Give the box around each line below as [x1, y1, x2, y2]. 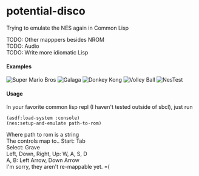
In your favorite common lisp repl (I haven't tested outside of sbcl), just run [6, 103, 193, 111]
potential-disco [6, 4, 86, 18]
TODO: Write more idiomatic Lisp [6, 48, 89, 56]
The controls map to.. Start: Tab [6, 137, 86, 145]
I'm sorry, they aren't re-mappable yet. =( [6, 163, 110, 171]
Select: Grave [6, 144, 41, 151]
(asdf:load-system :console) [6, 115, 80, 122]
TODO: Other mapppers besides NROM [6, 36, 105, 43]
